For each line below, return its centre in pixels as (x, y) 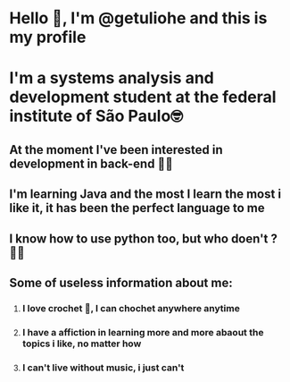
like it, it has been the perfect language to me (137, 208)
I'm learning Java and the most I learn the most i (145, 195)
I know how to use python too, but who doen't (139, 238)
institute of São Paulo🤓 (96, 116)
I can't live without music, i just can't (103, 368)
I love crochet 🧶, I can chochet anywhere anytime (131, 308)
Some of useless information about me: (121, 282)
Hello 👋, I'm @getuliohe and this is (138, 18)
